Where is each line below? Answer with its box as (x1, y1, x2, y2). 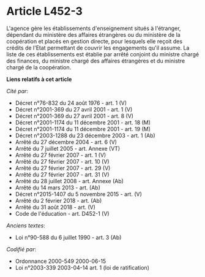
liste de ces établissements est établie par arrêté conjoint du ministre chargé (6, 50, 199, 58)
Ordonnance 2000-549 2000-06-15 (15, 257, 106, 265)
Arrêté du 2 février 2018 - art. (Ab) (15, 197, 102, 204)
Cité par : (6, 87, 29, 94)
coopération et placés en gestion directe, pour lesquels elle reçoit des (6, 37, 182, 45)
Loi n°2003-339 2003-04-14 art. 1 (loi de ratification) (15, 264, 150, 271)
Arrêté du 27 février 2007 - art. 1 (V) (15, 151, 106, 159)
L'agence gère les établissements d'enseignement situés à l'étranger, (6, 25, 181, 32)
